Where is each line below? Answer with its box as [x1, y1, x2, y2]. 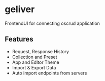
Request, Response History [12, 48, 69, 54]
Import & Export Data [12, 64, 56, 70]
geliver [5, 4, 35, 15]
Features [5, 35, 33, 44]
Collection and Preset [12, 54, 57, 60]
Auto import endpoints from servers [12, 70, 87, 76]
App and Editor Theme [12, 59, 59, 65]
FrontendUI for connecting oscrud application [5, 20, 100, 26]
